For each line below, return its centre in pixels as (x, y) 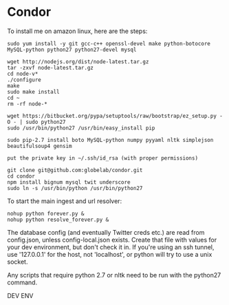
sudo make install (33, 92)
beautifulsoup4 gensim (40, 146)
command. (22, 282)
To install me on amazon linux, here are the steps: (77, 31)
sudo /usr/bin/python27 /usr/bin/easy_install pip (81, 128)
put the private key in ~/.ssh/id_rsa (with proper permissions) (102, 158)
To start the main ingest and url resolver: (65, 201)
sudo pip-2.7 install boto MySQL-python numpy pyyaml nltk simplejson (110, 140)
